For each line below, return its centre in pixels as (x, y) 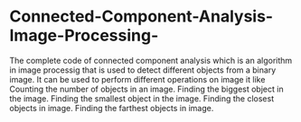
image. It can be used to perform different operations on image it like (137, 79)
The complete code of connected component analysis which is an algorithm (151, 60)
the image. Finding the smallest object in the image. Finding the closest (141, 98)
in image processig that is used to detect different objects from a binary (143, 70)
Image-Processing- (84, 35)
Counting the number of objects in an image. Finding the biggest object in (146, 89)
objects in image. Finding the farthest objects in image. (112, 108)
